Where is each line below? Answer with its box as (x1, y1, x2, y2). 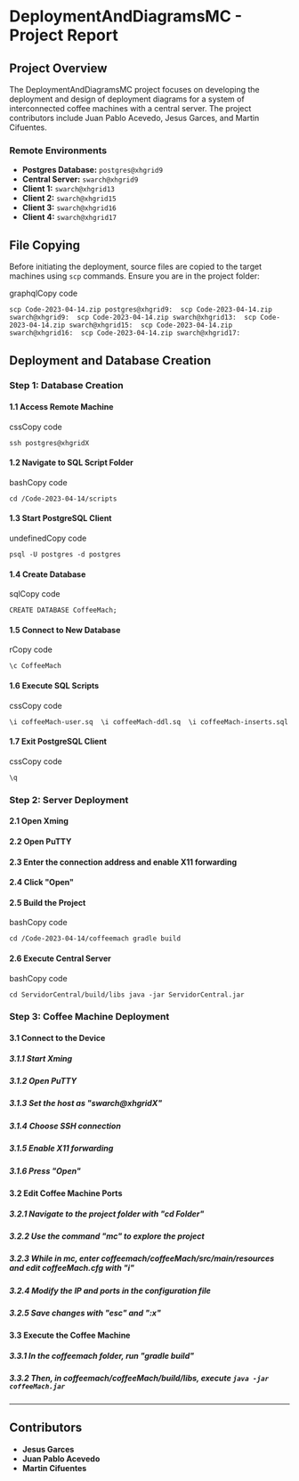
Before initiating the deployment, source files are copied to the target (9, 261, 263, 273)
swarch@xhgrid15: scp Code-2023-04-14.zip (69, 321, 233, 330)
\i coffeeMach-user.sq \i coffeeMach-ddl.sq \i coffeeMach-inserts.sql (9, 717, 289, 727)
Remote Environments (9, 144, 108, 157)
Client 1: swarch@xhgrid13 (21, 183, 116, 194)
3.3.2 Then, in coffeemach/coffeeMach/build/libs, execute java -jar (9, 1373, 270, 1384)
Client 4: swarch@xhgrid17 (21, 212, 117, 223)
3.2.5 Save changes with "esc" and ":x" (9, 1307, 162, 1318)
